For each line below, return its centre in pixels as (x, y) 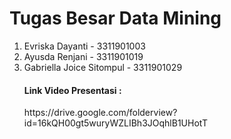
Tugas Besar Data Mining (115, 18)
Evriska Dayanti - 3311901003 (84, 46)
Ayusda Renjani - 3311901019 (83, 56)
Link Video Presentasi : (72, 90)
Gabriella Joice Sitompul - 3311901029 (103, 67)
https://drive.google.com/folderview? (100, 113)
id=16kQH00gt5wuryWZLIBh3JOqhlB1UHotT (115, 123)
